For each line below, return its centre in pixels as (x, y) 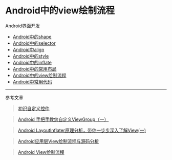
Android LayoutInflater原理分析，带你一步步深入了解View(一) (82, 130)
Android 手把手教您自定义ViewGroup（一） (63, 119)
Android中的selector (34, 43)
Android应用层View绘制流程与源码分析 (58, 141)
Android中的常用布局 (35, 69)
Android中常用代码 (32, 82)
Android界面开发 (23, 26)
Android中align (28, 49)
